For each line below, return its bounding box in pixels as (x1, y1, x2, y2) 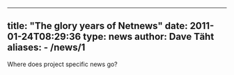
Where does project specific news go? (7, 60, 118, 68)
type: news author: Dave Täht (82, 31, 214, 43)
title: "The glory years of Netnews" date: (7, 20, 188, 32)
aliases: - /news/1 (7, 42, 86, 54)
